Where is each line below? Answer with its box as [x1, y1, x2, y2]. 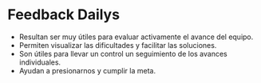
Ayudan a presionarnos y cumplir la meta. [18, 65, 156, 75]
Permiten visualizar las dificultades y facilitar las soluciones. [18, 40, 217, 49]
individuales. [18, 57, 61, 67]
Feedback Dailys [7, 6, 121, 24]
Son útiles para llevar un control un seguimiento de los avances [18, 49, 228, 58]
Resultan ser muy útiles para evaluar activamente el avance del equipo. [18, 32, 254, 41]
